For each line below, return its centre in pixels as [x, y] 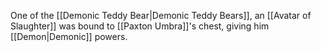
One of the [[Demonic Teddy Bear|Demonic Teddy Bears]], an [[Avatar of [161, 15]
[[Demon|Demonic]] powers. [69, 36]
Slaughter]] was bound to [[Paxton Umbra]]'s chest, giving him [140, 26]
